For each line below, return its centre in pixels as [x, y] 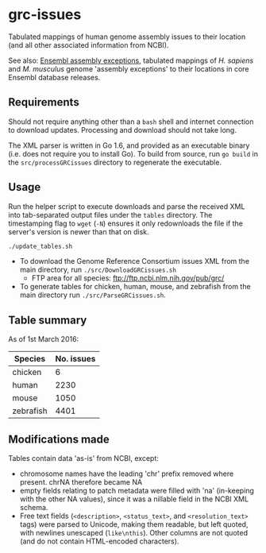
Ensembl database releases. [54, 77]
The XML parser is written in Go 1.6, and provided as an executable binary [129, 145]
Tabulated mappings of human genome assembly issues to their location [127, 37]
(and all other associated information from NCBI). [89, 44]
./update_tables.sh [40, 246]
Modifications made [59, 439]
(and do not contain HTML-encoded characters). [99, 541]
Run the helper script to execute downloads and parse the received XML [127, 206]
